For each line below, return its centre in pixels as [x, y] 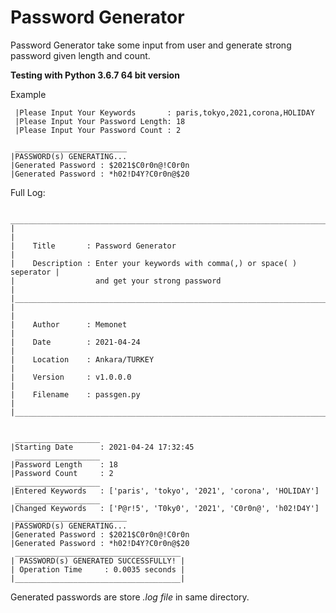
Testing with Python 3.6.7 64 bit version [95, 75]
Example [28, 94]
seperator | [35, 272]
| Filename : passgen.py [75, 394]
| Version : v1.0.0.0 [71, 377]
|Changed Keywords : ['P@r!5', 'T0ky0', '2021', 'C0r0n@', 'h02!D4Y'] [165, 508]
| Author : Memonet [69, 324]
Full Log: [28, 192]
